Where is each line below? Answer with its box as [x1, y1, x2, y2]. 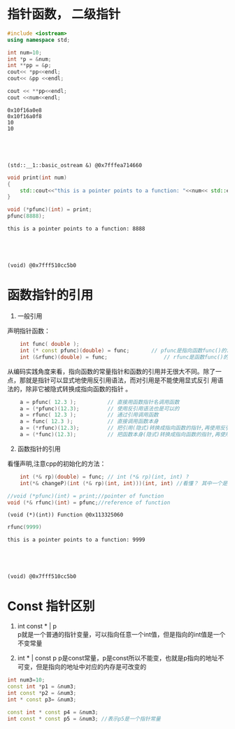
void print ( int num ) [7, 174, 68, 181]
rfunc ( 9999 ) [7, 524, 42, 531]
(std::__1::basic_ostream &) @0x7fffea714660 [7, 161, 142, 168]
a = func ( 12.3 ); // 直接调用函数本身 [20, 418, 159, 425]
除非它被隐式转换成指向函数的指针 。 [25, 384, 131, 393]
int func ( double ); [20, 340, 80, 347]
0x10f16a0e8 [7, 106, 42, 114]
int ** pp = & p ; [7, 62, 52, 69]
